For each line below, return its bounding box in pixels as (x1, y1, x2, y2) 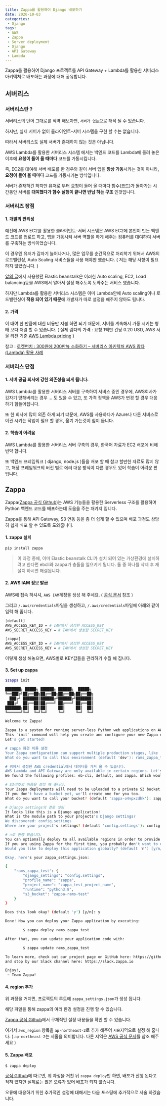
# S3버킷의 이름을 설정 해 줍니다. (5, 782, 66, 787)
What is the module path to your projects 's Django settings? (5, 814, 136, 819)
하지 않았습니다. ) (5, 263, 39, 269)
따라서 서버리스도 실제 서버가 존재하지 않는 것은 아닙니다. (5, 139, 115, 145)
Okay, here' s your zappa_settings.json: (5, 855, 90, 860)
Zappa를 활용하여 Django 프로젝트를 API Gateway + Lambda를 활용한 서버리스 (5, 67, 160, 73)
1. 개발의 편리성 (5, 216, 35, 222)
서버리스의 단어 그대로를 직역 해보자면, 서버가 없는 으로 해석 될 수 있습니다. (5, 118, 146, 124)
